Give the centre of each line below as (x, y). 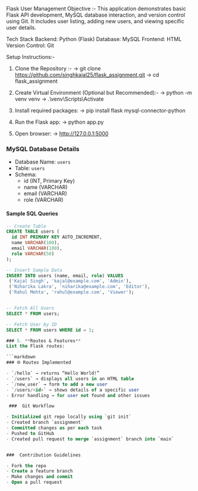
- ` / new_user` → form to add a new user (57, 384)
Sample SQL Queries (32, 213)
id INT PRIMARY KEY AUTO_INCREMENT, (57, 237)
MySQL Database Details (43, 149)
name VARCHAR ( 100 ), (36, 243)
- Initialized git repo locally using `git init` (69, 417)
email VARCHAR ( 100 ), (37, 248)
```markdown (21, 357)
